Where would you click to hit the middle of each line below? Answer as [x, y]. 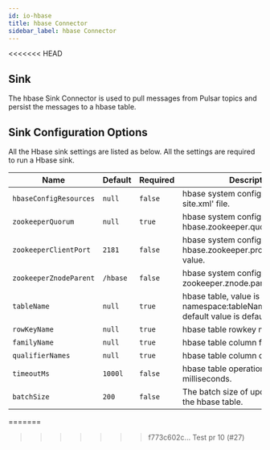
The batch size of [215, 392]
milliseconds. [207, 379]
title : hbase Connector [48, 23]
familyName [33, 343]
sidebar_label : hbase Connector [62, 31]
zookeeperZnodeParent [53, 278]
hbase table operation [223, 369]
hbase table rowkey [219, 329]
